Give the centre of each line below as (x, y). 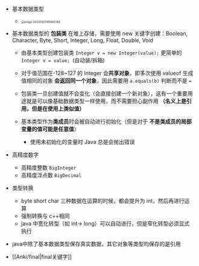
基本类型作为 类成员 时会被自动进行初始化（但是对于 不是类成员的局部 (106, 122)
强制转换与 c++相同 (46, 216)
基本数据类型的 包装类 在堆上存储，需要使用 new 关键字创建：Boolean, (100, 33)
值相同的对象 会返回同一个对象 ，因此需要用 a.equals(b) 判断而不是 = (106, 81)
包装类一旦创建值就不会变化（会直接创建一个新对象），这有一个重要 (104, 93)
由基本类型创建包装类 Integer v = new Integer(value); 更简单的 (101, 53)
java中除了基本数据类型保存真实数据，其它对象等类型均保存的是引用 (96, 244)
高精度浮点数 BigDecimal (51, 175)
